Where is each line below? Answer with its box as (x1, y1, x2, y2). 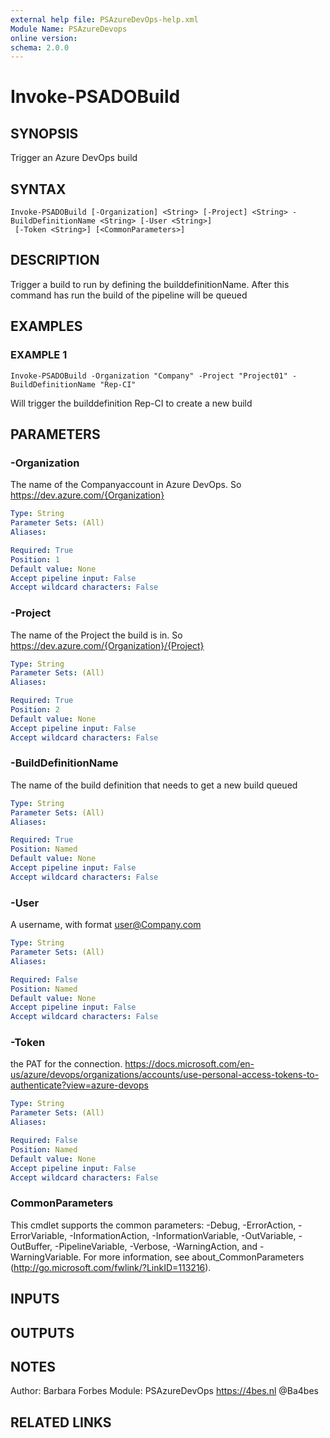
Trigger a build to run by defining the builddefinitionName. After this (10, 278, 290, 290)
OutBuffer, (10, 1240, 53, 1252)
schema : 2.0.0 (10, 42, 70, 53)
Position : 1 (10, 554, 60, 565)
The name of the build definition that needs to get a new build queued (10, 779, 298, 791)
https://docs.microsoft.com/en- (124, 1058, 255, 1070)
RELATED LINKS (10, 1414, 112, 1431)
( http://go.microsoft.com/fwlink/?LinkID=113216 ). (10, 1261, 212, 1273)
